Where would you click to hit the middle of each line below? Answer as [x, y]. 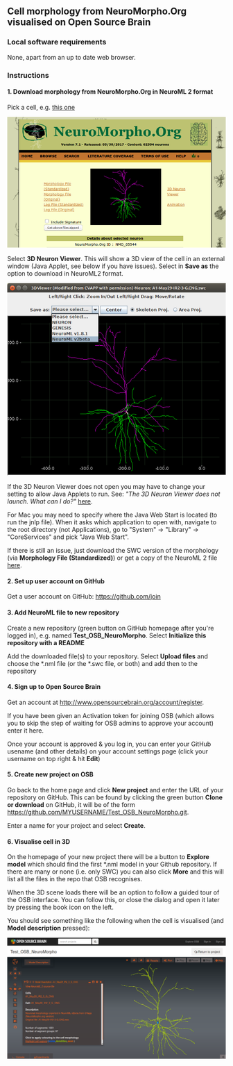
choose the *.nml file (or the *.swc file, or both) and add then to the [102, 663]
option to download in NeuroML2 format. [65, 274]
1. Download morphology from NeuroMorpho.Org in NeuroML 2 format [110, 92]
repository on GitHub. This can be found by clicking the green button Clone [115, 797]
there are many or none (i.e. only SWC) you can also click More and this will [115, 872]
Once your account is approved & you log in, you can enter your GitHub [109, 744]
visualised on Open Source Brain [79, 23]
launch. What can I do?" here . [50, 501]
